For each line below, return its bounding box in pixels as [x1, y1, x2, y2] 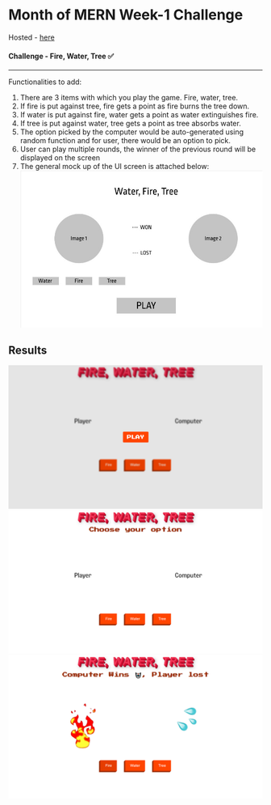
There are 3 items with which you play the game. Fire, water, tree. [19, 93, 239, 103]
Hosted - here [8, 32, 55, 42]
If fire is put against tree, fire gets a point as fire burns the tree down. [19, 101, 250, 111]
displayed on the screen [19, 153, 101, 163]
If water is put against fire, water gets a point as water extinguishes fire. [19, 110, 259, 120]
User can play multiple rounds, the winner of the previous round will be [19, 144, 256, 155]
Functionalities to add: [8, 77, 82, 87]
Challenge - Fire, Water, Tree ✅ [8, 51, 115, 61]
